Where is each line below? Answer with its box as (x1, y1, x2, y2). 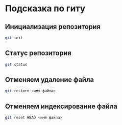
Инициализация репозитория (5, 23, 100, 31)
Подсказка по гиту (5, 3, 86, 14)
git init (5, 35, 23, 40)
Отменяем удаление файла (5, 75, 94, 84)
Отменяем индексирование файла (5, 102, 118, 110)
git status (5, 62, 27, 67)
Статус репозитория (5, 49, 72, 57)
